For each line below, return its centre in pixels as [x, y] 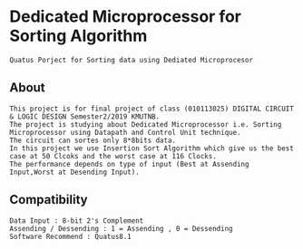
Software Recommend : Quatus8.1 [70, 236]
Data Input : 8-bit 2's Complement [77, 220]
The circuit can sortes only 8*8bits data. [93, 140]
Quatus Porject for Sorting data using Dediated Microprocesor [132, 60]
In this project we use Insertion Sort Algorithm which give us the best [152, 148]
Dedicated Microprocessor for [126, 17]
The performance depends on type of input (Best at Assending [129, 164]
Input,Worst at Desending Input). [75, 172]
